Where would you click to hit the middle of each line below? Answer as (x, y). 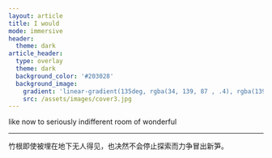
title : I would (34, 23)
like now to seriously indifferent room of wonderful (93, 122)
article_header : (36, 53)
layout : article (36, 16)
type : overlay (39, 62)
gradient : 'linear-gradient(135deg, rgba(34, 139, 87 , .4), (128, 91)
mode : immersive (36, 31)
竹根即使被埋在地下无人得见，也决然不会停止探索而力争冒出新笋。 (118, 146)
